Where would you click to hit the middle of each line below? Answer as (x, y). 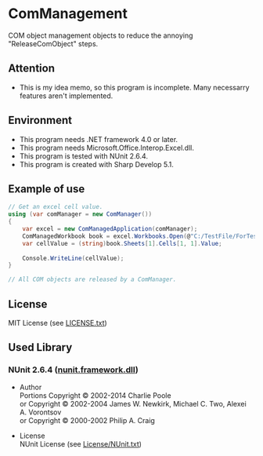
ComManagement (68, 14)
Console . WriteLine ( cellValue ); (73, 258)
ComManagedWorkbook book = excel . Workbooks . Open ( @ (106, 236)
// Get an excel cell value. (56, 207)
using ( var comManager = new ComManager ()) (80, 214)
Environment (40, 120)
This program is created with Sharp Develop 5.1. (97, 164)
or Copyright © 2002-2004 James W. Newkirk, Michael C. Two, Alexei (133, 403)
